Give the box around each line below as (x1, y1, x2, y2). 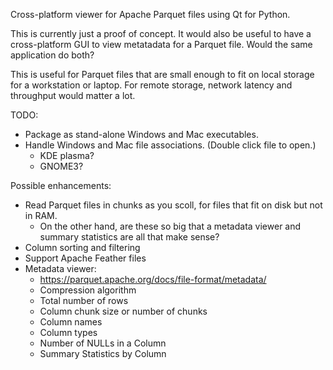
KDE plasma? (39, 150, 95, 161)
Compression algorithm (39, 284, 137, 296)
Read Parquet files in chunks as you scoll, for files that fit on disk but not (24, 199, 323, 211)
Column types (39, 327, 98, 338)
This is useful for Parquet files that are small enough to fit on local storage (10, 69, 315, 80)
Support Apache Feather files (24, 252, 147, 264)
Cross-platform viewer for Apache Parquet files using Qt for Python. (10, 9, 291, 20)
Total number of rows (39, 295, 129, 306)
